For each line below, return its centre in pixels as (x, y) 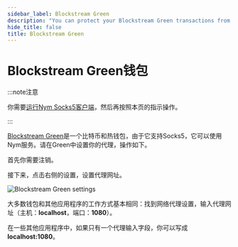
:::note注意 (23, 92)
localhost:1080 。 (33, 237)
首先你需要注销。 (32, 160)
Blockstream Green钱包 (78, 71)
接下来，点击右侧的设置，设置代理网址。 (66, 175)
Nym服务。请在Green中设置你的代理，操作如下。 (79, 145)
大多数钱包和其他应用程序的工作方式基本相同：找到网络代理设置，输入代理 (116, 204)
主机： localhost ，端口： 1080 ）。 (67, 213)
